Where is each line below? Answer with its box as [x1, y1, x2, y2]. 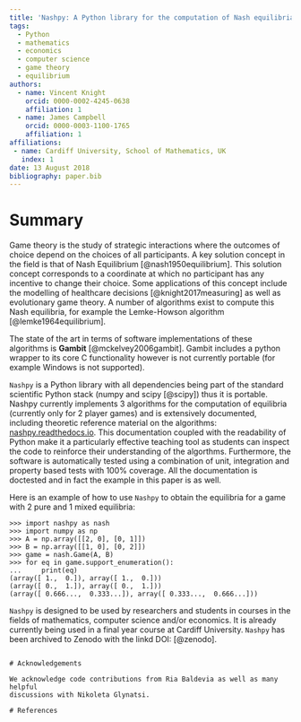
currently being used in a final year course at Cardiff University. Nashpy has [9, 624, 285, 635]
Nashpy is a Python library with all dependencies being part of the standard [9, 379, 284, 390]
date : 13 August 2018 [9, 163, 90, 172]
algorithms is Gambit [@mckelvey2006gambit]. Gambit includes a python [9, 343, 280, 354]
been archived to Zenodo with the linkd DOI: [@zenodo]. [9, 634, 218, 645]
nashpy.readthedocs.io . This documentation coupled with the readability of [9, 427, 287, 438]
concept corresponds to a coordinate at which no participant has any [9, 268, 264, 279]
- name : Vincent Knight [17, 88, 106, 97]
